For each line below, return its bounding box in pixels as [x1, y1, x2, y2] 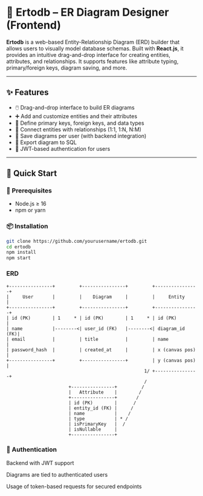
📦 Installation [6, 222, 48, 231]
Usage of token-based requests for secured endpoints [6, 483, 142, 490]
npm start [6, 255, 31, 261]
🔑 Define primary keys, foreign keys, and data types [14, 119, 144, 127]
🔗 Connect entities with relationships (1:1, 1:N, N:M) [14, 125, 142, 133]
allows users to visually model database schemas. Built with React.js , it [6, 45, 184, 52]
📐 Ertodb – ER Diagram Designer [6, 5, 169, 19]
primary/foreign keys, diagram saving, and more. [6, 64, 127, 71]
